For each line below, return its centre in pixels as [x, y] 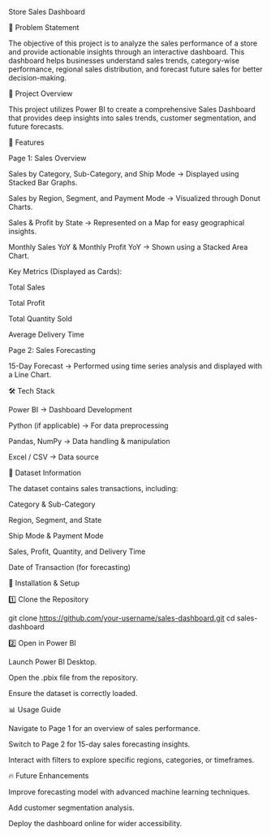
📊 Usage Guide [35, 710]
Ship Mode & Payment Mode [56, 536]
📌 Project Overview [41, 94]
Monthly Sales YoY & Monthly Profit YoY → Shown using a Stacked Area [128, 247]
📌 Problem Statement [44, 27]
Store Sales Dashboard [47, 12]
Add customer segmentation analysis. [72, 808]
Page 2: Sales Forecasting [52, 350]
